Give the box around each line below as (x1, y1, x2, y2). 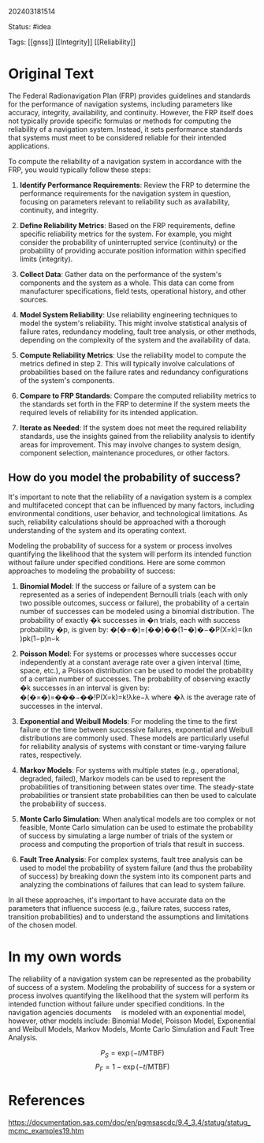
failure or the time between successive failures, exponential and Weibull (19, 725, 254, 734)
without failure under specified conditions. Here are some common (8, 557, 226, 567)
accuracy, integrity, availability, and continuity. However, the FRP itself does (8, 107, 254, 117)
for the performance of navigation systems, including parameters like (8, 99, 233, 109)
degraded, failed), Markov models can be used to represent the (19, 774, 226, 783)
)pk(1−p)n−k (19, 633, 60, 643)
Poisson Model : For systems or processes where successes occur (19, 649, 237, 658)
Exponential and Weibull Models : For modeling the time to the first (19, 716, 238, 725)
